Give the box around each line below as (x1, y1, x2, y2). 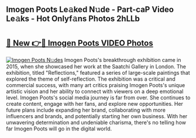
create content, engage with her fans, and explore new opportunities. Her (6, 101, 183, 107)
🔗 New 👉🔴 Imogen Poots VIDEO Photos (6, 38, 153, 48)
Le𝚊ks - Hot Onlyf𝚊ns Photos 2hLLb (6, 14, 140, 24)
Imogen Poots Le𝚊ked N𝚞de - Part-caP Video (6, 5, 174, 15)
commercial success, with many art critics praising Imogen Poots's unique (6, 82, 185, 88)
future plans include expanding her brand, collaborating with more (6, 106, 166, 113)
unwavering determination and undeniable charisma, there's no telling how (6, 119, 186, 126)
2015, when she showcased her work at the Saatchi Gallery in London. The (6, 63, 186, 70)
